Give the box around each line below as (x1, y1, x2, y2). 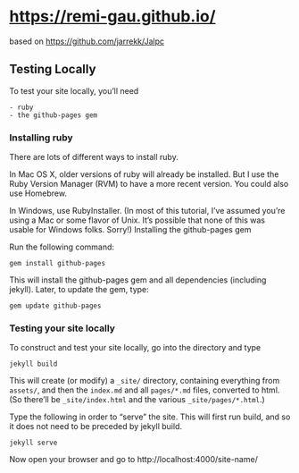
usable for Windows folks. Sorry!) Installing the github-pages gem (9, 224, 252, 235)
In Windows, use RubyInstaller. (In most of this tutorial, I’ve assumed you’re (9, 206, 286, 216)
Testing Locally (9, 62, 96, 77)
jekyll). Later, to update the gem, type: (9, 284, 149, 295)
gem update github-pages (9, 301, 102, 310)
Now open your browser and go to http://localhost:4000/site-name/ (9, 454, 259, 465)
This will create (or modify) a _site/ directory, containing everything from (9, 376, 280, 386)
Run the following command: (9, 241, 114, 252)
